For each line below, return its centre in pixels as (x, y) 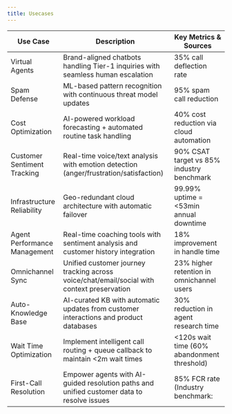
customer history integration (109, 252)
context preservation (97, 289)
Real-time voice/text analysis (111, 156)
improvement (195, 243)
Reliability (27, 210)
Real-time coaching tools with (112, 234)
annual (185, 214)
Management (32, 252)
